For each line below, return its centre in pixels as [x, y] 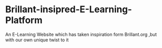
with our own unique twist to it [37, 40]
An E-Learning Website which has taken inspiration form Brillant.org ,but [81, 34]
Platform [24, 20]
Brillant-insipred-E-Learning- [69, 9]
